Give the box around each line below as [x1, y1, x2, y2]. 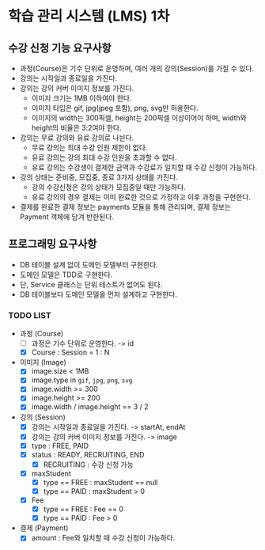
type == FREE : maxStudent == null [43, 477, 158, 487]
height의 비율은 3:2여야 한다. [31, 123, 122, 132]
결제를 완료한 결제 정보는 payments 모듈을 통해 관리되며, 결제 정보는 [19, 203, 232, 211]
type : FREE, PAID [31, 441, 89, 450]
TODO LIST [8, 309, 51, 321]
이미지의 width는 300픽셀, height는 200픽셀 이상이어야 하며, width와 [31, 113, 247, 123]
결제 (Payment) [19, 523, 69, 533]
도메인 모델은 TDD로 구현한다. [19, 270, 113, 279]
